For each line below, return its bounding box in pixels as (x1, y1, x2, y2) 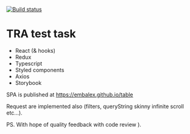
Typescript (15, 59, 43, 67)
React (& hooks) (15, 47, 56, 54)
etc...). (6, 109, 23, 116)
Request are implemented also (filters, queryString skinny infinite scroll (6, 102, 185, 110)
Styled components (15, 66, 65, 73)
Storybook (15, 79, 42, 86)
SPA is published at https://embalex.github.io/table (6, 91, 133, 98)
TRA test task (6, 27, 76, 41)
